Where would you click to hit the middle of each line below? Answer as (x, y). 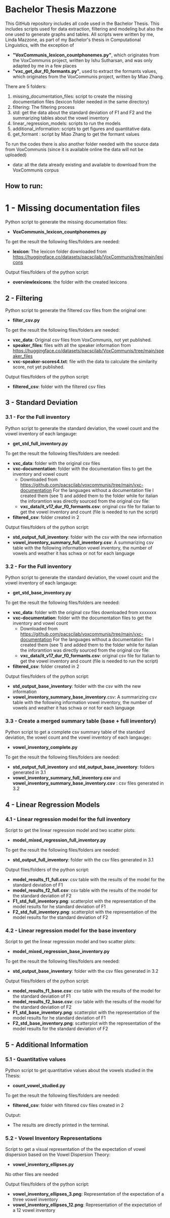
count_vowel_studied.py (39, 1086)
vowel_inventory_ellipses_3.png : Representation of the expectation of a (88, 1194)
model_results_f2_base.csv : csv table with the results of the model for (87, 1002)
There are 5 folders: (26, 86)
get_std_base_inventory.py (42, 593)
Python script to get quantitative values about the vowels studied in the (79, 1070)
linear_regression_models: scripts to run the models (67, 123)
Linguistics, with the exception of (40, 45)
